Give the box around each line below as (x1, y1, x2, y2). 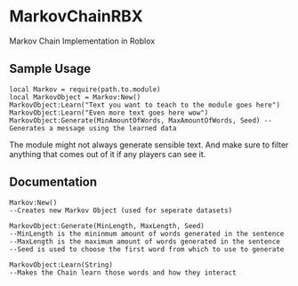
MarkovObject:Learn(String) (9, 260, 114, 269)
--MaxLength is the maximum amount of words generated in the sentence (9, 237, 280, 246)
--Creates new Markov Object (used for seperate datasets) (9, 206, 233, 215)
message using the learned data (56, 123, 177, 132)
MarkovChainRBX (9, 6, 144, 27)
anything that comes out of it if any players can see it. (9, 148, 206, 159)
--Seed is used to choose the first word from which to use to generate (9, 244, 285, 254)
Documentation (9, 175, 98, 190)
